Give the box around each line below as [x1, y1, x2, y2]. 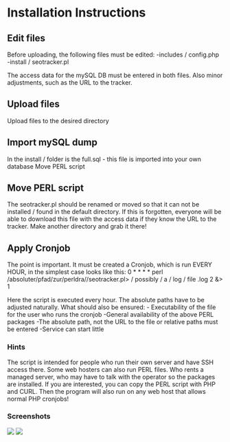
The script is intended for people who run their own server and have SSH [7, 358, 214, 366]
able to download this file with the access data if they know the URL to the [7, 215, 217, 223]
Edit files [7, 32, 46, 44]
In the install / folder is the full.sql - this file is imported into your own [7, 155, 201, 163]
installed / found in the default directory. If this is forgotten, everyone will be [7, 208, 222, 216]
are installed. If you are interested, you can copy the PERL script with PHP [7, 380, 216, 388]
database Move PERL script [7, 162, 86, 170]
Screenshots [7, 412, 51, 421]
